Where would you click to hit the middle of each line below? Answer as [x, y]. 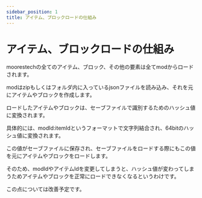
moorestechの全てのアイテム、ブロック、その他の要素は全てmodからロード [100, 67]
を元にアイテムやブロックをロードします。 [59, 156]
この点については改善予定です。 [46, 189]
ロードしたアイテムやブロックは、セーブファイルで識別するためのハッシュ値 [101, 108]
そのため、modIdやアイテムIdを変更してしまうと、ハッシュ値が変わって [95, 169]
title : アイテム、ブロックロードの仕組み [52, 18]
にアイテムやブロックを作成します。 [51, 95]
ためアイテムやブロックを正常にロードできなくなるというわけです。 [95, 176]
